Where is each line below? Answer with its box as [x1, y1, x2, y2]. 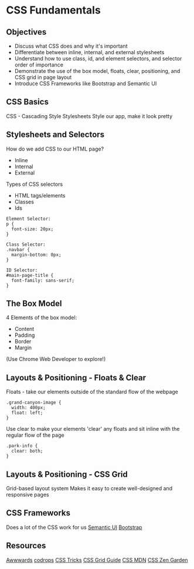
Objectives [6, 27, 47, 37]
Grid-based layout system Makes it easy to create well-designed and [6, 485, 173, 492]
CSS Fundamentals [6, 4, 101, 17]
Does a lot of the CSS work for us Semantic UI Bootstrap [6, 524, 142, 531]
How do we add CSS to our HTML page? [6, 145, 104, 152]
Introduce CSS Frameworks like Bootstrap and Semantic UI [14, 80, 157, 87]
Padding [14, 332, 35, 339]
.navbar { [6, 246, 30, 253]
